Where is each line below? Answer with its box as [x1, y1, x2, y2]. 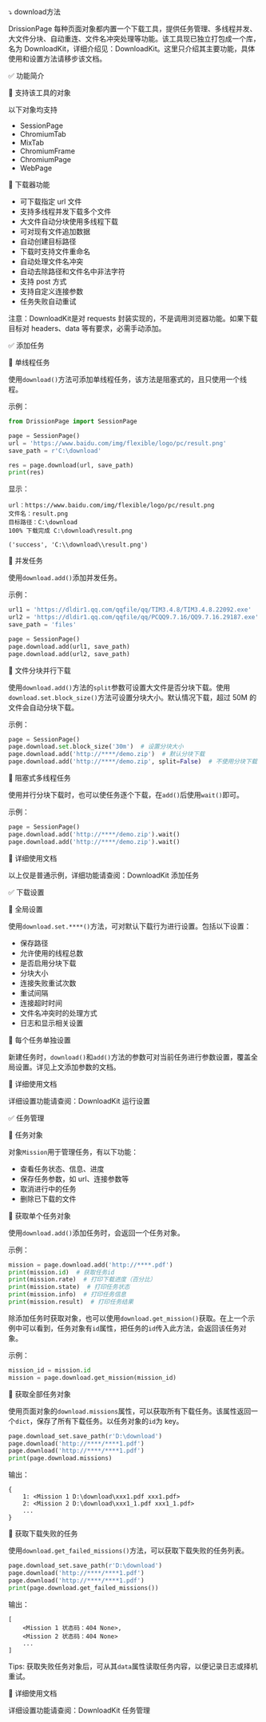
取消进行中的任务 [19, 1183, 77, 1193]
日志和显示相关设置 [19, 1018, 84, 1028]
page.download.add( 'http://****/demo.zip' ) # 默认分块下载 [8, 750, 205, 758]
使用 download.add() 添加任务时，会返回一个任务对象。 [8, 1227, 185, 1237]
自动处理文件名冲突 [19, 257, 84, 266]
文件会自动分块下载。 [8, 702, 78, 712]
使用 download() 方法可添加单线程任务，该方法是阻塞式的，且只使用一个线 [8, 375, 248, 384]
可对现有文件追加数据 [19, 227, 90, 236]
